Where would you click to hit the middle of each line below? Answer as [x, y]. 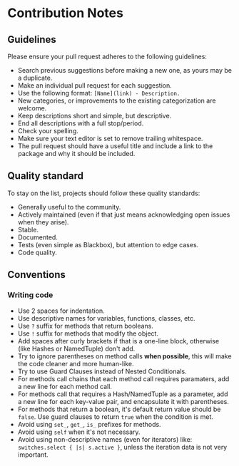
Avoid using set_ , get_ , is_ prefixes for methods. [90, 424]
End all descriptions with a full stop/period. [81, 123]
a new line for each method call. [65, 386]
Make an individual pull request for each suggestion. [95, 86]
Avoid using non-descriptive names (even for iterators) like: [105, 439]
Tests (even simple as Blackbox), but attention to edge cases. [108, 244]
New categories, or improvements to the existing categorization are [117, 100]
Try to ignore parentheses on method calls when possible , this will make [124, 356]
